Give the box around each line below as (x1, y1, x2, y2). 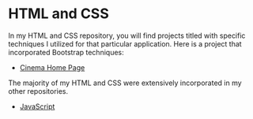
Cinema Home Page (19, 62, 85, 72)
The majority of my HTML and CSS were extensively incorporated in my (8, 78, 243, 87)
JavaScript (19, 102, 55, 111)
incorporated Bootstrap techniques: (8, 47, 124, 57)
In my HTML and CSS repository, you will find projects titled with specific (8, 31, 246, 40)
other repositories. (8, 86, 69, 95)
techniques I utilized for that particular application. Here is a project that (8, 39, 243, 48)
